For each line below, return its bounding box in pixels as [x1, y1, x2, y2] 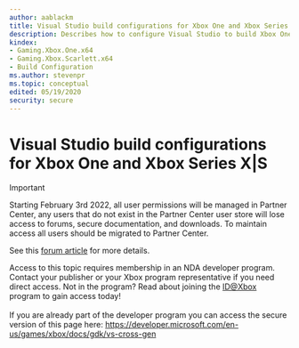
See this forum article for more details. [9, 246, 150, 256]
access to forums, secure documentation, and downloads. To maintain [9, 219, 267, 230]
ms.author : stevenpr [9, 71, 86, 80]
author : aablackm [9, 12, 74, 22]
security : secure [9, 95, 74, 105]
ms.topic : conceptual [9, 79, 90, 88]
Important [9, 182, 45, 193]
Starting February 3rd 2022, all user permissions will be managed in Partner [9, 199, 287, 210]
